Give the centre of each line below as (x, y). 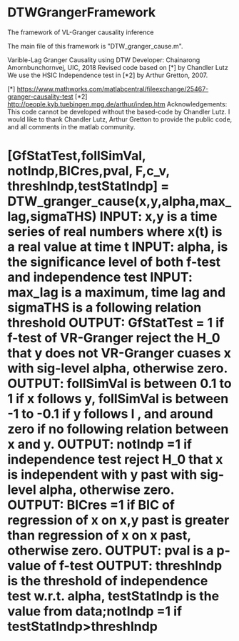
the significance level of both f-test (114, 262)
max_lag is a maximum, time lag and (117, 293)
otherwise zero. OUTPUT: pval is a (111, 551)
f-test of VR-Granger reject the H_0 (114, 338)
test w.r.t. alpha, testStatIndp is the (113, 596)
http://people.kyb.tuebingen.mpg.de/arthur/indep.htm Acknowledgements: (117, 104)
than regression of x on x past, (99, 536)
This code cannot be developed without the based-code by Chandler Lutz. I (119, 111)
